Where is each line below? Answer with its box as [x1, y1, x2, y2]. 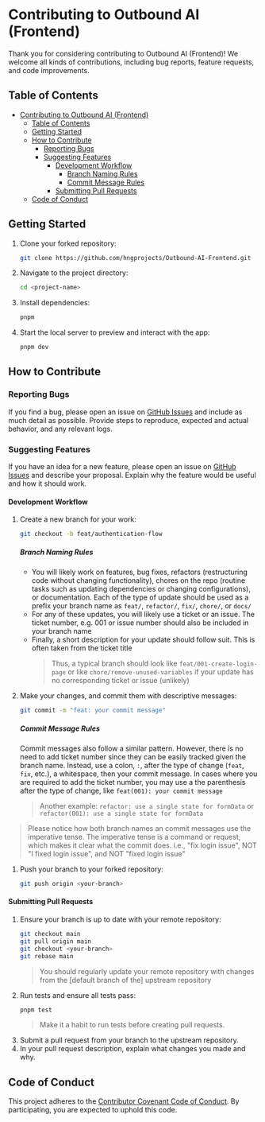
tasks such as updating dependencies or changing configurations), [31, 584, 252, 594]
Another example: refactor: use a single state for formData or [39, 801, 254, 810]
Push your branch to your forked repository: [19, 864, 164, 874]
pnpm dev [19, 344, 49, 351]
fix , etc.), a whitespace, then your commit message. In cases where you [19, 769, 258, 778]
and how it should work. [8, 479, 87, 488]
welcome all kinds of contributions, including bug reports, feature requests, [8, 57, 255, 67]
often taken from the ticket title [31, 643, 132, 653]
